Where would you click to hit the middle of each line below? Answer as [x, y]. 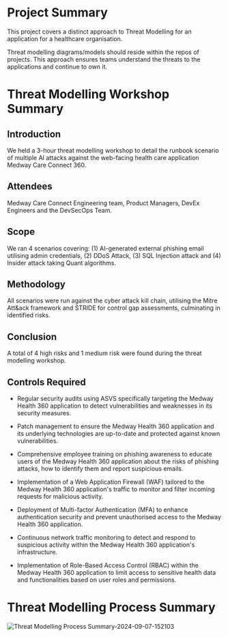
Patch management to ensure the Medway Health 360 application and [115, 426]
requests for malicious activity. [60, 496]
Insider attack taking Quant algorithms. [61, 263]
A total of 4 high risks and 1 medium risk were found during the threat [105, 353]
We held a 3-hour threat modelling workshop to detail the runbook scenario [113, 150]
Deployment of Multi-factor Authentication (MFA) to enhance [102, 510]
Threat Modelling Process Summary [112, 608]
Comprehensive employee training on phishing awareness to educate [115, 454]
